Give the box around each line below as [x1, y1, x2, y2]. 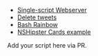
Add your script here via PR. [7, 41, 88, 49]
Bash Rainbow [17, 21, 59, 28]
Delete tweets [17, 13, 57, 21]
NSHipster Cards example [17, 28, 91, 36]
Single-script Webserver [17, 6, 88, 14]
